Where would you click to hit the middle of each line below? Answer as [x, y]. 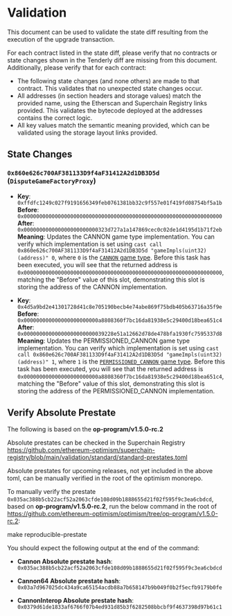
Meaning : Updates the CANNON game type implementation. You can [116, 237]
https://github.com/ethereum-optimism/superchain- [81, 450]
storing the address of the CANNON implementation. [92, 286]
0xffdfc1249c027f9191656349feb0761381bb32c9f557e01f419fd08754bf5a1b [120, 203]
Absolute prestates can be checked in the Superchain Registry [96, 443]
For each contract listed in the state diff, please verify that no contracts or [112, 53]
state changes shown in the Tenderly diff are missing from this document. [113, 60]
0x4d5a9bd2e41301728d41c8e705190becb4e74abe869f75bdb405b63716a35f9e [120, 307]
